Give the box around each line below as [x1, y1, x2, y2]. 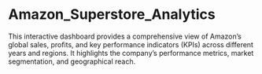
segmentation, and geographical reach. [8, 57, 136, 66]
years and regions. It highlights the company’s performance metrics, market [8, 48, 254, 57]
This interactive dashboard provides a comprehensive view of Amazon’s [8, 31, 242, 41]
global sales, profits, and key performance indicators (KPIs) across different [8, 39, 254, 49]
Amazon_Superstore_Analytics [8, 6, 216, 24]
